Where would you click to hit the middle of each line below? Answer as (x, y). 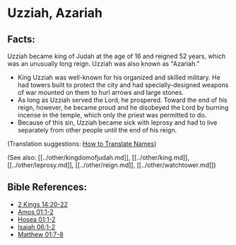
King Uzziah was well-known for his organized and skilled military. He (119, 77)
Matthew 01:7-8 (40, 234)
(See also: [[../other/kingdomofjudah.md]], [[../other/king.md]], (98, 158)
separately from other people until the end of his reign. (97, 130)
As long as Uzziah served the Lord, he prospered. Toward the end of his (122, 100)
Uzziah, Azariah (55, 13)
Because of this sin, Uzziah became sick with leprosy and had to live (117, 122)
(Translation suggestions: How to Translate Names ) (82, 144)
